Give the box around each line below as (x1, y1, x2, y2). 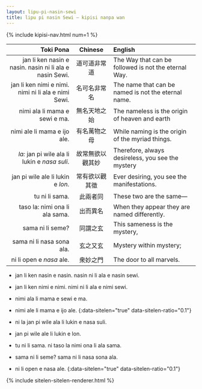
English (113, 45, 135, 54)
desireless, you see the (113, 153, 179, 162)
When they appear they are (113, 203, 191, 211)
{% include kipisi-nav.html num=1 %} (6, 31, 98, 38)
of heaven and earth (113, 114, 171, 122)
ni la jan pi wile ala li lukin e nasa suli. (14, 318, 107, 326)
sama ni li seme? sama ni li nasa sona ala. (14, 353, 118, 361)
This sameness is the (113, 220, 173, 228)
